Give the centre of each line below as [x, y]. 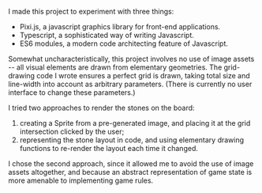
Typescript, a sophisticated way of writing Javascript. [107, 35]
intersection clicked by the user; [72, 131]
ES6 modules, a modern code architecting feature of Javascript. [124, 44]
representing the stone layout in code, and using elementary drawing [132, 140]
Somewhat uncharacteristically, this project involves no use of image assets [131, 59]
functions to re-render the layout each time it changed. [109, 148]
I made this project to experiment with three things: [91, 11]
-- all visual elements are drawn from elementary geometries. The [115, 67]
